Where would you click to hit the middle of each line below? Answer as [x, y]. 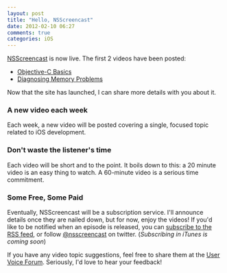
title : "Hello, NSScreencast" [50, 20]
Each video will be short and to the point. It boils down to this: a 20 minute [111, 165]
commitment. [26, 180]
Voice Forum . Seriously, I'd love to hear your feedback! [85, 262]
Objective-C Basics [44, 72]
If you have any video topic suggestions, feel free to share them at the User [114, 255]
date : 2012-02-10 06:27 [41, 26]
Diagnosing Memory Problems [60, 79]
